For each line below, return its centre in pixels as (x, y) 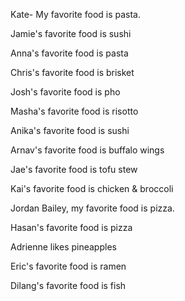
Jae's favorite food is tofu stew (74, 169)
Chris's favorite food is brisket (72, 72)
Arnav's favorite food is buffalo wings (87, 150)
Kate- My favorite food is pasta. (76, 14)
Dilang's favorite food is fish (68, 285)
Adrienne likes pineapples (63, 247)
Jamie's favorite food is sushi (71, 33)
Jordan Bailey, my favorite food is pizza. (92, 208)
